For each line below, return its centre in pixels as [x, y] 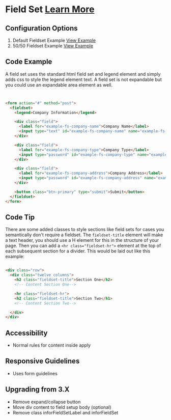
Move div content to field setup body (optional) [62, 407]
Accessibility [26, 333]
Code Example [29, 62]
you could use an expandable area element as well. [59, 85]
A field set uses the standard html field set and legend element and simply [83, 74]
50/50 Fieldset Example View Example [53, 46]
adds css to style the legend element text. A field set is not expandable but [83, 79]
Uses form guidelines [35, 373]
